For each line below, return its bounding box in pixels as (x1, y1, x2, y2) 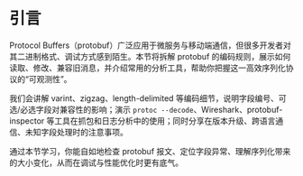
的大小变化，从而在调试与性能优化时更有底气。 (9, 157, 183, 168)
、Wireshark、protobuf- (193, 104, 283, 115)
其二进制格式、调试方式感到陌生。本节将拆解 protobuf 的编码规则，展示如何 (9, 51, 291, 61)
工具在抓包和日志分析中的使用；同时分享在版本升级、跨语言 (53, 115, 276, 126)
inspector (9, 115, 45, 126)
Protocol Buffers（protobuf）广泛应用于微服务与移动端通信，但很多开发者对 (9, 40, 291, 51)
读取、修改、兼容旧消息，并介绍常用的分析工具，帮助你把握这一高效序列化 (9, 62, 286, 73)
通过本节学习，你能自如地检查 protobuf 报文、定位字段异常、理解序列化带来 (9, 145, 291, 156)
